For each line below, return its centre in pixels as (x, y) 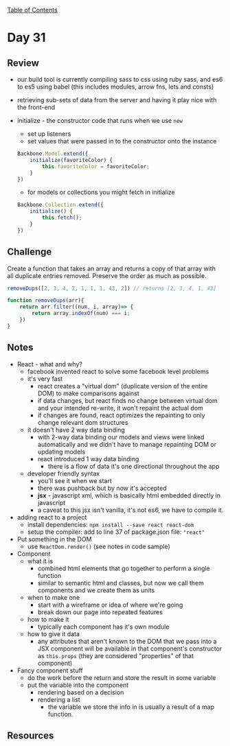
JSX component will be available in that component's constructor (130, 649)
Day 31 (26, 38)
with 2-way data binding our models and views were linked (121, 437)
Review (23, 63)
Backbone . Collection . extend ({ (60, 205)
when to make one (54, 597)
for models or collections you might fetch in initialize (101, 192)
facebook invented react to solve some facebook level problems (118, 371)
